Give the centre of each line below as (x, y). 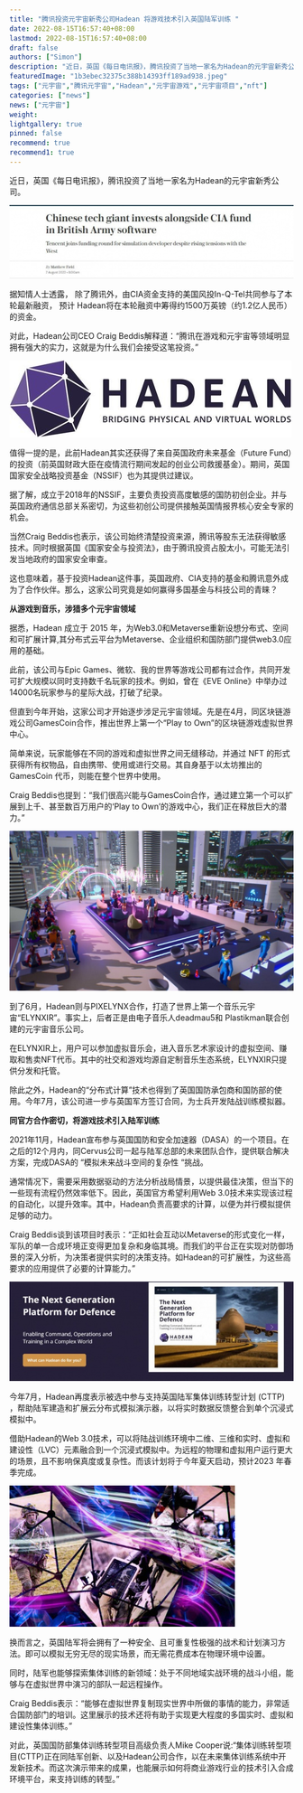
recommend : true (40, 143)
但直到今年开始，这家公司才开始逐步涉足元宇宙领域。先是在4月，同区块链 (147, 712)
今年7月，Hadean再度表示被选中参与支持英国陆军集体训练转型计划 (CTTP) (147, 1396)
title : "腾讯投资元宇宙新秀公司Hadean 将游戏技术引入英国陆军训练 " (124, 19)
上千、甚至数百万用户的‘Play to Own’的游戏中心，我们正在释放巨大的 (152, 807)
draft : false (34, 48)
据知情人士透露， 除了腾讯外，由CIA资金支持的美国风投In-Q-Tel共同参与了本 (151, 295)
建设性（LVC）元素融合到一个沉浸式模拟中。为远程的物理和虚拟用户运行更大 (151, 1450)
